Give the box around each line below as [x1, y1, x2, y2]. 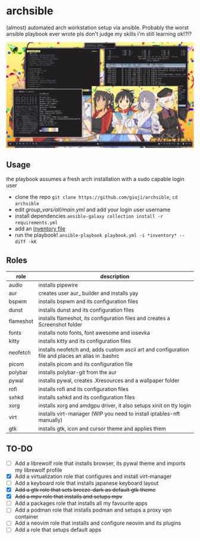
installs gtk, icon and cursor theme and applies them [38, 425, 167, 432]
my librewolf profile [14, 466, 62, 473]
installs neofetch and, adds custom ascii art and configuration [38, 346, 189, 353]
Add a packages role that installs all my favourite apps [14, 500, 148, 507]
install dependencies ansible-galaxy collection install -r [14, 212, 164, 220]
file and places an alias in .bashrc [38, 352, 120, 359]
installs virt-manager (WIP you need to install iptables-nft [38, 410, 180, 417]
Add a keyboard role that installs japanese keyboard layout [14, 479, 159, 486]
